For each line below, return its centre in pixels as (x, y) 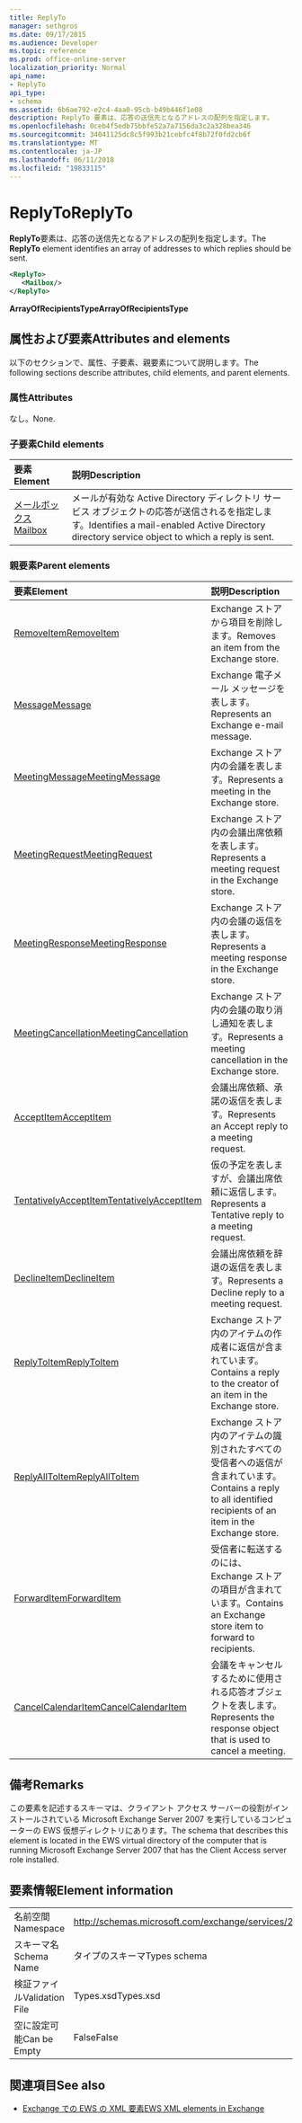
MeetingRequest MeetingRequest (83, 854)
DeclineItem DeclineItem (64, 1277)
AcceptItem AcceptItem (63, 1117)
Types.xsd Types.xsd (117, 1996)
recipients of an (244, 1510)
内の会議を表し (242, 766)
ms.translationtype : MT (54, 143)
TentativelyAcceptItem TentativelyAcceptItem (108, 1200)
